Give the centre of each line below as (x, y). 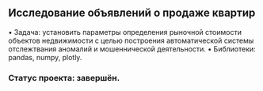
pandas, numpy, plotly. (45, 57)
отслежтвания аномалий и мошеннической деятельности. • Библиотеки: (132, 49)
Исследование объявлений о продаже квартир (132, 13)
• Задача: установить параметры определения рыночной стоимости (125, 32)
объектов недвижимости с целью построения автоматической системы (131, 40)
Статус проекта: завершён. (64, 78)
